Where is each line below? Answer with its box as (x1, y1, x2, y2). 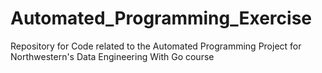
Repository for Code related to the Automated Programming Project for (10, 40, 302, 52)
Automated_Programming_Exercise (10, 7, 312, 30)
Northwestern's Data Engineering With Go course (10, 50, 215, 62)
